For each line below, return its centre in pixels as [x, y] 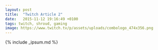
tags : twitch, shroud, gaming [36, 24]
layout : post [19, 10]
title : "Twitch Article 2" [34, 14]
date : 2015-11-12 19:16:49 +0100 [42, 19]
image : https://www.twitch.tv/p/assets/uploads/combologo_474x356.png [79, 28]
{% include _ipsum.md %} [32, 42]
